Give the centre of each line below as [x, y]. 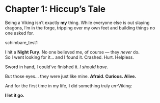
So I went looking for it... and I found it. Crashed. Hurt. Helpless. [69, 57]
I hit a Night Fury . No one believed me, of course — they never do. [72, 52]
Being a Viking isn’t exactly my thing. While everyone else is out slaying [77, 23]
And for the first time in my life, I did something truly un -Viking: [69, 86]
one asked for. [20, 33]
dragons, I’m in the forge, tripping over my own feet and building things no [80, 27]
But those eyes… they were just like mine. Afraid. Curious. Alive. [71, 76]
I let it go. [15, 95]
